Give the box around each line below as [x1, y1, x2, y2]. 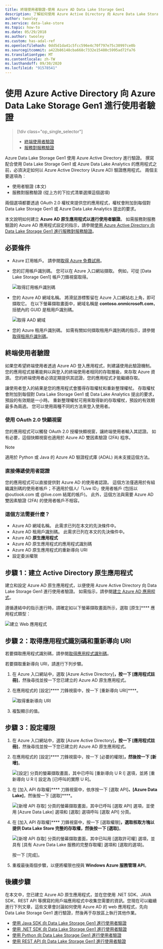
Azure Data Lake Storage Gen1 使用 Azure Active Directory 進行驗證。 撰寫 [5, 155, 154, 160]
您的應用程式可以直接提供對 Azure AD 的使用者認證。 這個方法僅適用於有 [5, 479, 151, 485]
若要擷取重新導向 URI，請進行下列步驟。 [5, 661, 86, 667]
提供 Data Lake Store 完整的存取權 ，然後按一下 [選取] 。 [12, 825, 124, 831]
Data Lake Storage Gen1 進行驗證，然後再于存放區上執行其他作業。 [5, 910, 139, 916]
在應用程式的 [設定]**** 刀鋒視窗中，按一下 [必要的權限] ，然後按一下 [12, 754, 150, 759]
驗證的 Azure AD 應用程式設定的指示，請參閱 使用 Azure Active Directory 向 [5, 222, 155, 228]
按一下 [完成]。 [12, 852, 42, 858]
